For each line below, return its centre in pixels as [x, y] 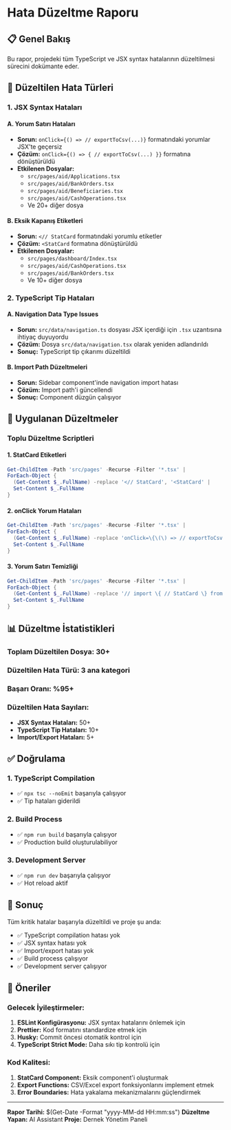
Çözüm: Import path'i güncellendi [65, 390]
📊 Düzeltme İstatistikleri [61, 629]
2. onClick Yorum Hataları [44, 510]
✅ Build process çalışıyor [53, 958]
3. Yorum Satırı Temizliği [43, 567]
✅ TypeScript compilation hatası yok [68, 935]
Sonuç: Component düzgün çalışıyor [69, 397]
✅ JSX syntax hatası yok [52, 943]
